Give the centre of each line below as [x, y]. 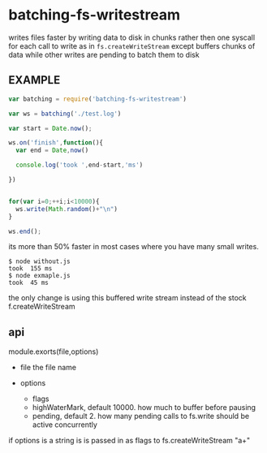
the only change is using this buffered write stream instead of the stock [127, 298]
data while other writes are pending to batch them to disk [104, 54]
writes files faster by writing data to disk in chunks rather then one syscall [132, 37]
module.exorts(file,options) [54, 352]
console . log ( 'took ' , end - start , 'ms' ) [80, 165]
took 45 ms [28, 283]
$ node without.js [39, 261]
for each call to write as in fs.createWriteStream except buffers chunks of [132, 45]
